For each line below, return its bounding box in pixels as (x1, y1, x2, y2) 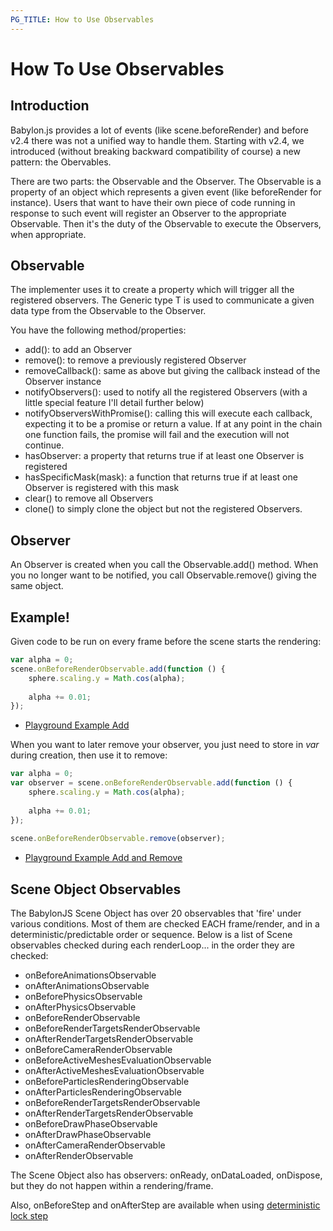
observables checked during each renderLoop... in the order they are (10, 939, 295, 951)
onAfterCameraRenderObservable (24, 1139, 166, 1151)
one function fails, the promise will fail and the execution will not (24, 429, 290, 441)
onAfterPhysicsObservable (24, 1001, 137, 1013)
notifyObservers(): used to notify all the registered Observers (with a (24, 386, 308, 398)
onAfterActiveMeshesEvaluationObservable (24, 1065, 205, 1077)
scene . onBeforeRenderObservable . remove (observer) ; (10, 834, 226, 844)
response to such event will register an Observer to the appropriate (10, 207, 287, 219)
